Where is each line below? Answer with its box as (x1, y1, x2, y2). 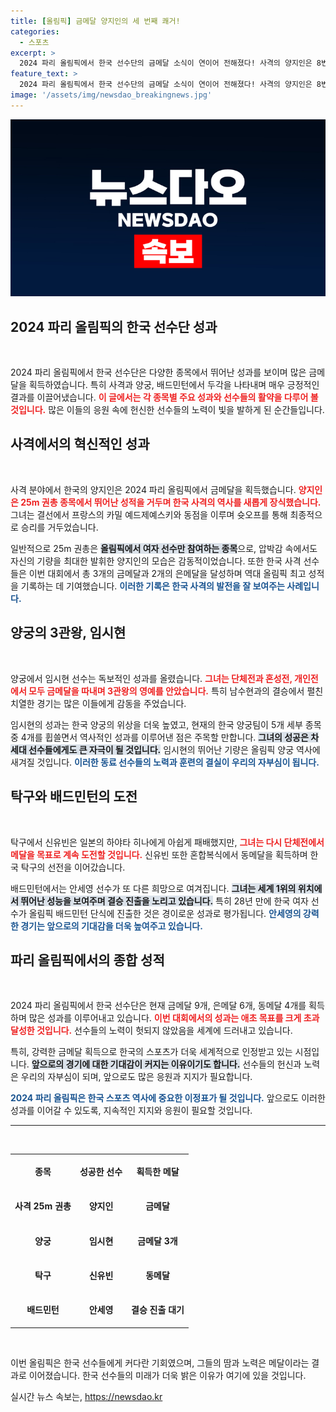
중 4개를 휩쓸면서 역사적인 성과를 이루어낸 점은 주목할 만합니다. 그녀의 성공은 (10, 731, 309, 743)
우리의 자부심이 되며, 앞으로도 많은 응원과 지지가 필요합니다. (20, 1071, 253, 1083)
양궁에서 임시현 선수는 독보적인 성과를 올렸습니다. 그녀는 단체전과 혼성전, (10, 672, 293, 684)
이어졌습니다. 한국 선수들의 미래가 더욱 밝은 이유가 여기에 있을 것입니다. (28, 1369, 307, 1381)
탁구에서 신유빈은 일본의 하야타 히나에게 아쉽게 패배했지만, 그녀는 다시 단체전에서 (10, 836, 325, 848)
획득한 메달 (136, 1166, 180, 1178)
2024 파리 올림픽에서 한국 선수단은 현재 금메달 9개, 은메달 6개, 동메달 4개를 (10, 1000, 307, 1012)
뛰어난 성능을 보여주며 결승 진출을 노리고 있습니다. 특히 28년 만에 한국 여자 (20, 895, 309, 907)
